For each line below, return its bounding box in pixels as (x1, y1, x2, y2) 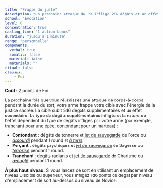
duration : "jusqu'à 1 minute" (5, 34, 66, 39)
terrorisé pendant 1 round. (12, 147, 64, 153)
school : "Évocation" (5, 16, 47, 21)
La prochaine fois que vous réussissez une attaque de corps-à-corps (5, 97, 144, 103)
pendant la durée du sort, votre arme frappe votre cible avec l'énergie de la (5, 102, 155, 108)
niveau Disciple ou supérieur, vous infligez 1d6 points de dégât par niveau (5, 172, 153, 178)
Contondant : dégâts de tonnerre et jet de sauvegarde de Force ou (12, 132, 146, 138)
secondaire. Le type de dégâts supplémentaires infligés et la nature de (5, 112, 147, 118)
